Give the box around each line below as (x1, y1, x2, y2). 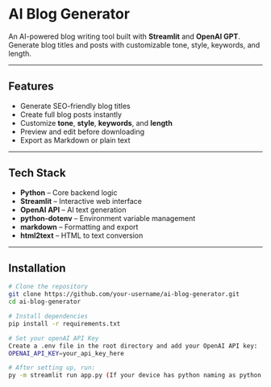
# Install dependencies (8, 312, 89, 320)
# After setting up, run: (8, 364, 95, 372)
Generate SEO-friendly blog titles (19, 101, 131, 110)
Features (8, 80, 54, 94)
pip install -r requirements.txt (8, 319, 121, 327)
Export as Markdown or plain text (19, 135, 131, 145)
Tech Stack (8, 166, 66, 180)
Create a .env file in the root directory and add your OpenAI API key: (8, 342, 258, 350)
